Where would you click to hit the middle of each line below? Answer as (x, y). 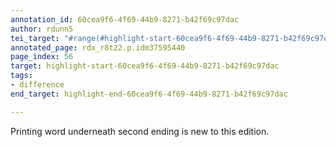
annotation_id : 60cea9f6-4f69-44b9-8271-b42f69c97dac (125, 19)
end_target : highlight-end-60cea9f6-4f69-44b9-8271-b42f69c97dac (149, 94)
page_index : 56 (42, 57)
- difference (37, 85)
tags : (21, 76)
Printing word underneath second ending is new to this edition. (140, 131)
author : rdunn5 (42, 29)
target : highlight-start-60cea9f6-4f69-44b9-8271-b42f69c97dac (145, 66)
